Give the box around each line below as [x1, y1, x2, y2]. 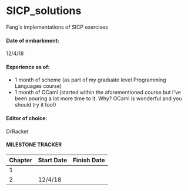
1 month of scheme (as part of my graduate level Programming [14, 76, 166, 83]
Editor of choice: [6, 114, 48, 121]
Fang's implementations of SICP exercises [6, 23, 109, 30]
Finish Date [72, 156, 106, 164]
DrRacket [6, 128, 29, 135]
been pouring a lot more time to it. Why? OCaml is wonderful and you [14, 95, 182, 102]
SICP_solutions [6, 4, 82, 18]
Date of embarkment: [6, 37, 60, 44]
